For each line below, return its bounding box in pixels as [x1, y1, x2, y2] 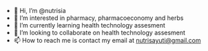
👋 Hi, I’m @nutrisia [13, 7, 67, 14]
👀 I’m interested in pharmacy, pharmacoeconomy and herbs [13, 14, 184, 22]
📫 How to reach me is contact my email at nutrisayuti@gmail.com [13, 37, 201, 44]
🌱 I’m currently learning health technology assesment [13, 21, 165, 29]
